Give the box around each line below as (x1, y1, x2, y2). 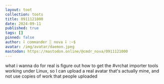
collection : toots (5, 12, 43, 17)
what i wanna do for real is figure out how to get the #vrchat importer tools (5, 63, 159, 69)
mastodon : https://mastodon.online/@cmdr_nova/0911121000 (5, 49, 128, 54)
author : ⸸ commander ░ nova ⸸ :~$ (5, 40, 76, 45)
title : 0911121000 (5, 16, 43, 21)
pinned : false (5, 35, 35, 40)
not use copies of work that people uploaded (5, 73, 98, 79)
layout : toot (5, 7, 32, 12)
